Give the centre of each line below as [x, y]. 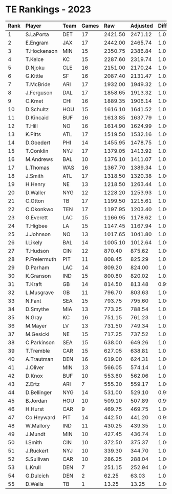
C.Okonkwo [39, 209]
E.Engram [37, 43]
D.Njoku [35, 68]
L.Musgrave [40, 292]
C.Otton [35, 201]
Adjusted [142, 26]
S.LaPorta [37, 34]
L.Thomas [37, 168]
